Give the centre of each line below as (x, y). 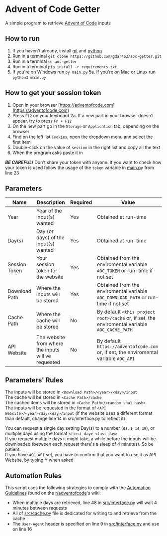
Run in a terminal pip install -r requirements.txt (65, 66)
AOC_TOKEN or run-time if (125, 271)
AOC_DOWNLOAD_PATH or (122, 298)
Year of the (49, 211)
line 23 (12, 173)
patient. (13, 449)
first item (21, 142)
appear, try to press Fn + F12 (42, 121)
